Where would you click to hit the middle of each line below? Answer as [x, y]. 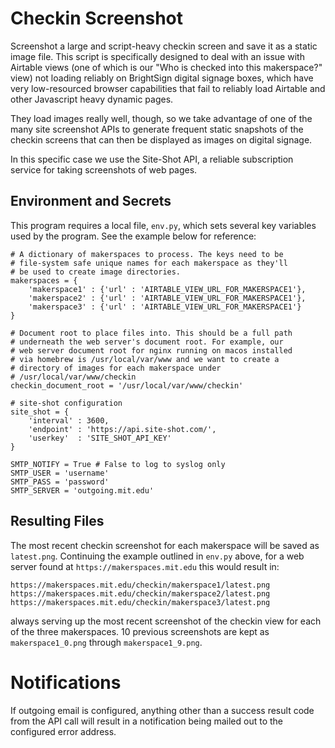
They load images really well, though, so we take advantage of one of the [161, 118]
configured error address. [63, 731]
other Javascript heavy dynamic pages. [92, 99]
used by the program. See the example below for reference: [133, 236]
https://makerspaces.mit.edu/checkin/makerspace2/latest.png [140, 593]
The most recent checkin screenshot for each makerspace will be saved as [165, 545]
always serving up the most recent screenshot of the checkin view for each [166, 621]
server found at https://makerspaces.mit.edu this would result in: [145, 566]
